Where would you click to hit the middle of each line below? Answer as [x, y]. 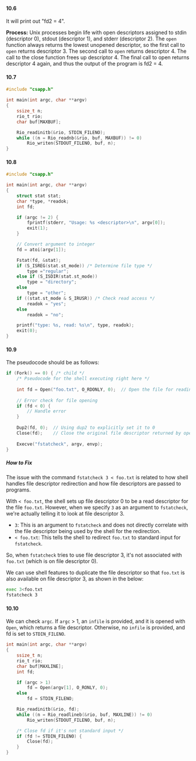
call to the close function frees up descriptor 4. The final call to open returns [98, 57]
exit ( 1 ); [38, 228]
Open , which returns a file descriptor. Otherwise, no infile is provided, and [96, 627]
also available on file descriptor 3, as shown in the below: [75, 579]
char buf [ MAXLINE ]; [40, 666]
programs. [18, 490]
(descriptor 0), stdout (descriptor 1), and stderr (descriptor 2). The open [91, 39]
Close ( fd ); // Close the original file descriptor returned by [99, 433]
